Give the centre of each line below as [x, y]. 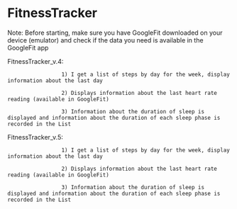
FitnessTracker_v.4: [35, 61]
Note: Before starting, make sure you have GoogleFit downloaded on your [115, 33]
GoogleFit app [28, 47]
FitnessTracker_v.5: [35, 137]
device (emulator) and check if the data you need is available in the [105, 40]
